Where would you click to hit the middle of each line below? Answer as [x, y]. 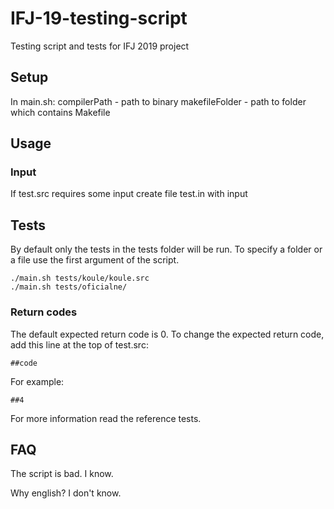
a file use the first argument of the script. [95, 260]
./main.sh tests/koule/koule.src [80, 278]
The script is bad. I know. [62, 474]
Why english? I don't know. [66, 493]
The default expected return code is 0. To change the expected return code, [167, 334]
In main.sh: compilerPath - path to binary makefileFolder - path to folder [158, 101]
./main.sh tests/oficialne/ [69, 287]
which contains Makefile [60, 112]
